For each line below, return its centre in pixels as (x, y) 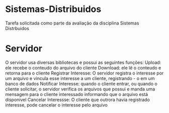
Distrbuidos (17, 28)
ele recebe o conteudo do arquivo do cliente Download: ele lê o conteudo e (83, 67)
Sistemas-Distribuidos (53, 9)
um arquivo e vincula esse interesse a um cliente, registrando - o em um (80, 78)
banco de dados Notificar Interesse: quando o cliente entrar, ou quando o (81, 83)
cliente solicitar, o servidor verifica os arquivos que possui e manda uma (80, 89)
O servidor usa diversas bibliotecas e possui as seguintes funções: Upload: (83, 62)
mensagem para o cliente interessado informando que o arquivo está (77, 94)
